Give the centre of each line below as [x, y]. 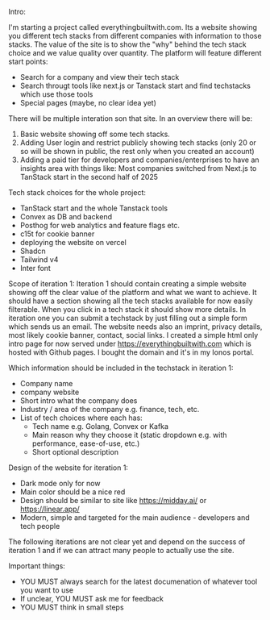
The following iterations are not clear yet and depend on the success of [127, 542]
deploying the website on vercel [73, 242]
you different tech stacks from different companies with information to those [135, 36]
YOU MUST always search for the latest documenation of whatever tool [139, 581]
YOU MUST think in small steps [72, 607]
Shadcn [33, 251]
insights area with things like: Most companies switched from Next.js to [138, 168]
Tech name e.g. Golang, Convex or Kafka [100, 426]
